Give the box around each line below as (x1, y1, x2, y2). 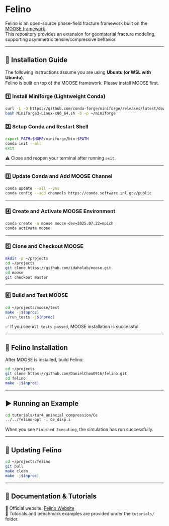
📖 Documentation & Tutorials (5, 492, 97, 500)
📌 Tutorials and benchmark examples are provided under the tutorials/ (5, 511, 155, 517)
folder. (5, 516, 19, 522)
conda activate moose (5, 226, 51, 231)
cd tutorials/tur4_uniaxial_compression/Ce (5, 412, 98, 417)
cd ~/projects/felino (5, 459, 51, 464)
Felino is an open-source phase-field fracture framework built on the (5, 20, 147, 26)
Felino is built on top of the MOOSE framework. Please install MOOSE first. (5, 80, 159, 86)
